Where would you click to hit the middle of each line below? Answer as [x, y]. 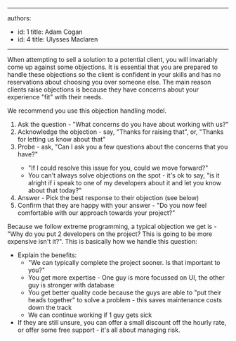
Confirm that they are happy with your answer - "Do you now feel [112, 205]
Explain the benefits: [47, 255]
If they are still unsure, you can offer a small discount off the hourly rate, [122, 322]
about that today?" [55, 190]
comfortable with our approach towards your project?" [96, 213]
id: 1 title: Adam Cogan [50, 32]
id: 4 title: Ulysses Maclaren [58, 39]
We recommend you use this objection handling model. [87, 111]
